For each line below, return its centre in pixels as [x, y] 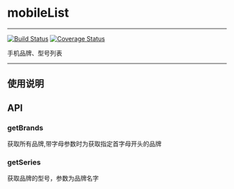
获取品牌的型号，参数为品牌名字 [53, 179]
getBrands [25, 128]
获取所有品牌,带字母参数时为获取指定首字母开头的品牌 [85, 144]
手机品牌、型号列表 [35, 53]
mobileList [38, 13]
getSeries [24, 162]
